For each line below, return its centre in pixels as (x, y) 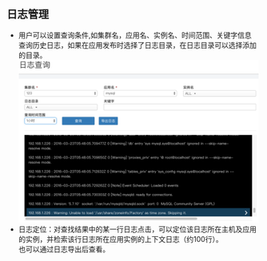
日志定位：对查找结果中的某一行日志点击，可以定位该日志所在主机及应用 (137, 229)
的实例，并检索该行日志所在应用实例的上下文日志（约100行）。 (121, 239)
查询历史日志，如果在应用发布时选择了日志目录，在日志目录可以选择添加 (137, 45)
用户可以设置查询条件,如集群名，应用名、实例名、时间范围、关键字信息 (135, 35)
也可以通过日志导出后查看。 (64, 249)
